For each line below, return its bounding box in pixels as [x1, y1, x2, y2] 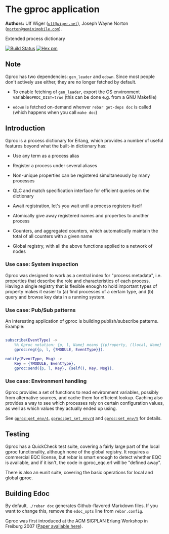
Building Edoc [5, 489, 50, 498]
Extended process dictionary [5, 35, 66, 42]
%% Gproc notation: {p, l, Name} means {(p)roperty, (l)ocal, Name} [14, 342, 162, 348]
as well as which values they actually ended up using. [5, 405, 117, 411]
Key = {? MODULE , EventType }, [14, 361, 76, 366]
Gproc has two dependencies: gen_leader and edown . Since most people [5, 73, 155, 80]
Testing [5, 430, 30, 439]
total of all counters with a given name [12, 233, 93, 239]
